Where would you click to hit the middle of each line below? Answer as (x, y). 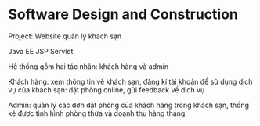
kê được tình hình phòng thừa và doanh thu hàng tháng (97, 113)
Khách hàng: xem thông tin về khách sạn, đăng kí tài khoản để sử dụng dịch (130, 81)
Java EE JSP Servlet (41, 51)
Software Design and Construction (123, 14)
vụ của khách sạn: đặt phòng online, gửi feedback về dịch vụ (107, 90)
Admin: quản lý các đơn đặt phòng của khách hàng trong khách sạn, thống (128, 105)
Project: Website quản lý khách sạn (65, 36)
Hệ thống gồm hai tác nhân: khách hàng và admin (88, 66)
